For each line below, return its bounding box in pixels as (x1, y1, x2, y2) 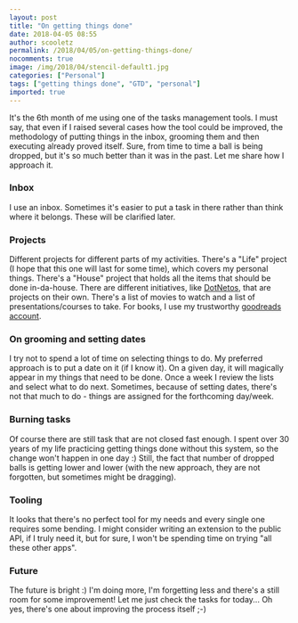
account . (9, 311, 42, 322)
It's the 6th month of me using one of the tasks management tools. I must (9, 112, 278, 123)
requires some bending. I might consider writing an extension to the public (9, 523, 282, 534)
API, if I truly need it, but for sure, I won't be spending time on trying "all (9, 532, 272, 544)
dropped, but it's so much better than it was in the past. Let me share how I (9, 150, 285, 160)
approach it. (9, 160, 53, 170)
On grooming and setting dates (9, 333, 147, 346)
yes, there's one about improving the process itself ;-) (9, 603, 206, 615)
